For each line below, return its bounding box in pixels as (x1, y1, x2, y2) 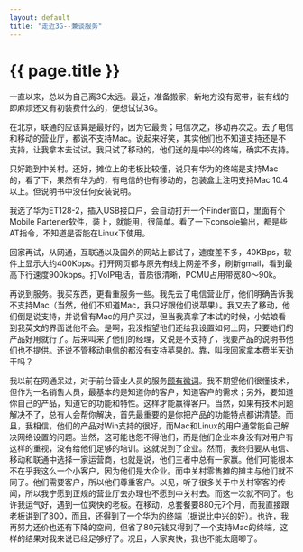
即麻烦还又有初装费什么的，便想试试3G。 (9, 103, 163, 114)
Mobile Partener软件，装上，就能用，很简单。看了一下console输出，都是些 (9, 216, 289, 227)
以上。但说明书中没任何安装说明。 (9, 186, 136, 197)
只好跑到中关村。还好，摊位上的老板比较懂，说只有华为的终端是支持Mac (9, 163, 279, 174)
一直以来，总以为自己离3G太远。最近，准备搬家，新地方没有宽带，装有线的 (9, 91, 289, 102)
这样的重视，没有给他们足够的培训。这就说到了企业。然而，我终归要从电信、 (9, 443, 294, 454)
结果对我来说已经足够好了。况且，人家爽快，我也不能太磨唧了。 (24, 533, 262, 544)
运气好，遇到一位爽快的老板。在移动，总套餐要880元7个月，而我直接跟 (24, 500, 290, 511)
